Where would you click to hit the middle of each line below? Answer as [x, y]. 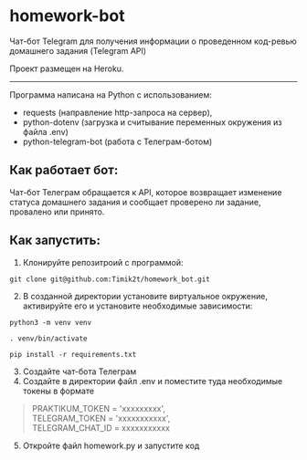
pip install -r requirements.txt [73, 354]
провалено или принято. [57, 212]
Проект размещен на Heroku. [67, 68]
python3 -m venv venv [51, 322]
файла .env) [45, 131]
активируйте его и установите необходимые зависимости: [138, 306]
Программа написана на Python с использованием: [111, 94]
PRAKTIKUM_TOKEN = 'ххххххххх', [99, 408]
